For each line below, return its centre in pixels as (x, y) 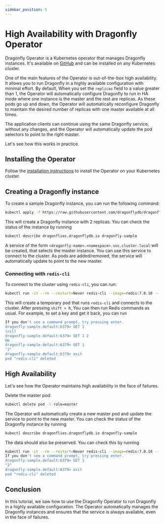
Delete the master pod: (28, 395)
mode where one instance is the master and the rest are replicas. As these (80, 99)
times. (11, 114)
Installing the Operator (40, 159)
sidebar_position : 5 (26, 10)
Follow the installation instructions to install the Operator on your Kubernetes (82, 171)
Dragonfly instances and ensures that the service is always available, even (81, 512)
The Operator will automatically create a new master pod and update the (78, 414)
